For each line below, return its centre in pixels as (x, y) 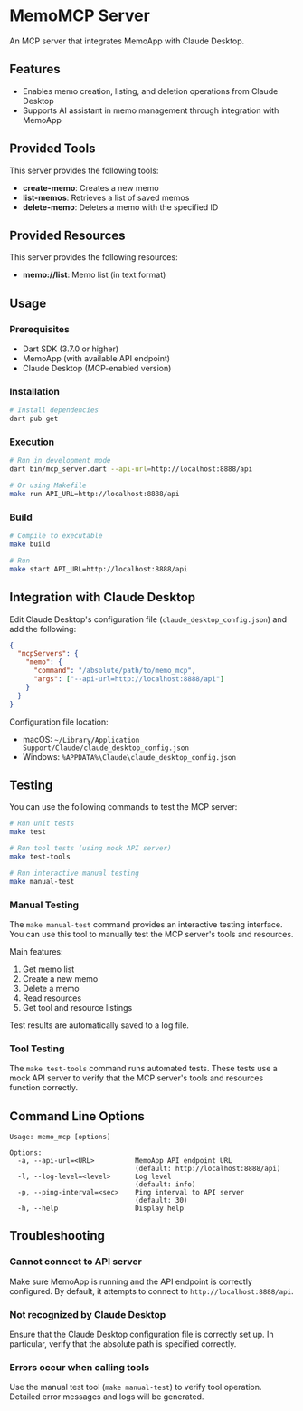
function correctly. (44, 1088)
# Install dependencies (54, 410)
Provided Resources (67, 235)
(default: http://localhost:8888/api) (208, 1168)
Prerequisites (39, 329)
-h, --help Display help (100, 1208)
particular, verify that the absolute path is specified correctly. (123, 1344)
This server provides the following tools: (84, 170)
